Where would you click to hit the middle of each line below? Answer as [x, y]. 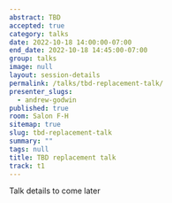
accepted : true [37, 26]
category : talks [39, 34]
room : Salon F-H [39, 116]
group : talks [33, 59]
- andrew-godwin [47, 100]
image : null [31, 67]
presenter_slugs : [41, 91]
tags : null [29, 149]
